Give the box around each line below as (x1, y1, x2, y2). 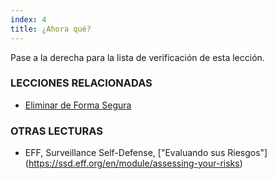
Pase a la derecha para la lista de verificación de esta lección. (10, 51, 265, 63)
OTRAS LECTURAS (10, 124, 103, 138)
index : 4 (10, 14, 47, 25)
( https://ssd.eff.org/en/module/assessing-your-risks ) (24, 157, 243, 170)
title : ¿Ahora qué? (10, 24, 92, 34)
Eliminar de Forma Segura (24, 99, 132, 111)
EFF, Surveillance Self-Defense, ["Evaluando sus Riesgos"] (24, 147, 268, 159)
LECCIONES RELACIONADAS (10, 76, 153, 90)
